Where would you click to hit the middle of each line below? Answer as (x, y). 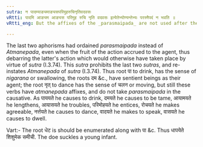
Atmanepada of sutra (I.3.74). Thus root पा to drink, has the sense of (111, 71)
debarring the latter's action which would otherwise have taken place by (96, 59)
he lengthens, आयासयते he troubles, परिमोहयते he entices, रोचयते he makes (93, 105)
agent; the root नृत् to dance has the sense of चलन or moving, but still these (98, 85)
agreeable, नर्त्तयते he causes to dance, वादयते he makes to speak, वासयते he (96, 112)
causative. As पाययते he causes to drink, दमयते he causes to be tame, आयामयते (99, 98)
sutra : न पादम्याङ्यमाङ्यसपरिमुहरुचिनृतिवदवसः (49, 12)
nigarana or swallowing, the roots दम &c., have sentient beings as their (94, 78)
